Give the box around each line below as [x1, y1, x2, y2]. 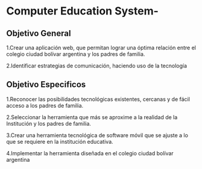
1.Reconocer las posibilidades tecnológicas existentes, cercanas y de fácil [6, 95, 190, 103]
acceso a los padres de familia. [6, 102, 84, 109]
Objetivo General [6, 28, 71, 38]
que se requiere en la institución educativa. [6, 138, 113, 145]
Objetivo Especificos [6, 79, 86, 90]
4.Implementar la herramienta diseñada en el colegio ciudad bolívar [6, 149, 174, 157]
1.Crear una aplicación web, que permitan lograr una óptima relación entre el [6, 44, 196, 51]
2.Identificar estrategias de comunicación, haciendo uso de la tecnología [6, 62, 188, 69]
